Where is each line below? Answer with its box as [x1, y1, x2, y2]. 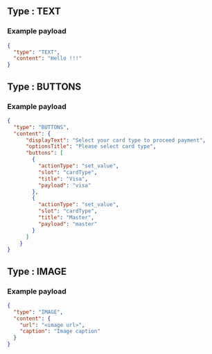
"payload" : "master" [37, 220, 98, 228]
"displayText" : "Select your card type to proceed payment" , [25, 137, 206, 144]
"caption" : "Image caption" [19, 328, 100, 335]
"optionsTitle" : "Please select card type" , [25, 143, 157, 150]
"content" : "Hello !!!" [13, 55, 82, 62]
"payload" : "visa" [37, 182, 91, 189]
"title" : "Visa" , [37, 175, 89, 183]
